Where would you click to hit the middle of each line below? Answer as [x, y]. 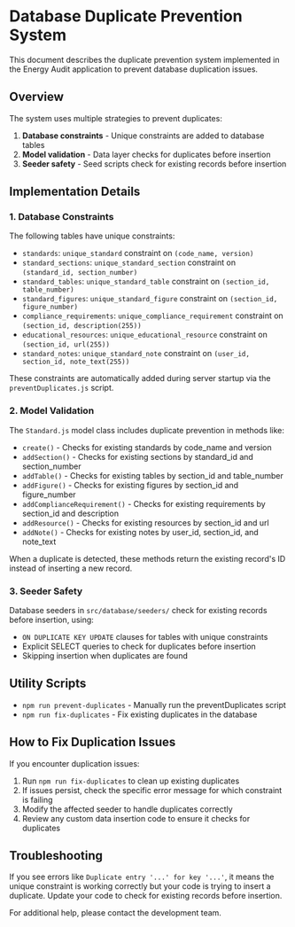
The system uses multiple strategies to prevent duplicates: [116, 118]
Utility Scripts [48, 684]
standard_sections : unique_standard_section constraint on [129, 262]
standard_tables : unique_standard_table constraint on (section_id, [146, 282]
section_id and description [70, 513]
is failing [37, 799]
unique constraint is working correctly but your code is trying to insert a [140, 886]
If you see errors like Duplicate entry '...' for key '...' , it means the [142, 877]
